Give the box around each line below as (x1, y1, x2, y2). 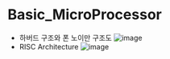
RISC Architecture (19, 41, 79, 51)
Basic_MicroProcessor (7, 6, 162, 24)
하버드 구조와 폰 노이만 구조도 (19, 33, 112, 42)
